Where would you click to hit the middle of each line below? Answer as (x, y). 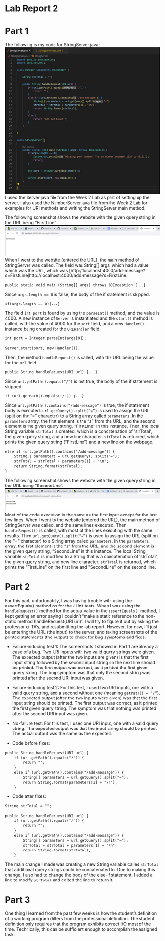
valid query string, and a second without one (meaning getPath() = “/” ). (86, 693)
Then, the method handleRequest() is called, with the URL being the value (79, 358)
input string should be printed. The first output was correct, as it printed (85, 703)
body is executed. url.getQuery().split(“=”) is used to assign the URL (77, 411)
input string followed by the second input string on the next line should (84, 662)
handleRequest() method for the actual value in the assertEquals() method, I (82, 611)
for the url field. (21, 363)
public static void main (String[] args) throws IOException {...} (76, 285)
